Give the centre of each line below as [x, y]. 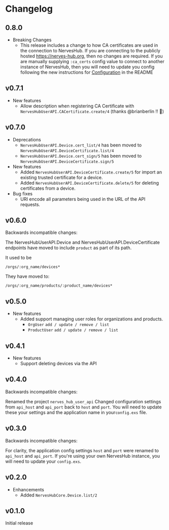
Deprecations [27, 139]
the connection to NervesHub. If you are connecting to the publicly [90, 51]
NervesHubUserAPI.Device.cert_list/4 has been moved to [81, 145]
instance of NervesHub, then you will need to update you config [87, 67]
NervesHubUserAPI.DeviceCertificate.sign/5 [67, 161]
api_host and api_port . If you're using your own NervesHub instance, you [83, 456]
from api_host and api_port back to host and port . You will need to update [83, 407]
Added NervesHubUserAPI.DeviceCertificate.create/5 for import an [91, 172]
